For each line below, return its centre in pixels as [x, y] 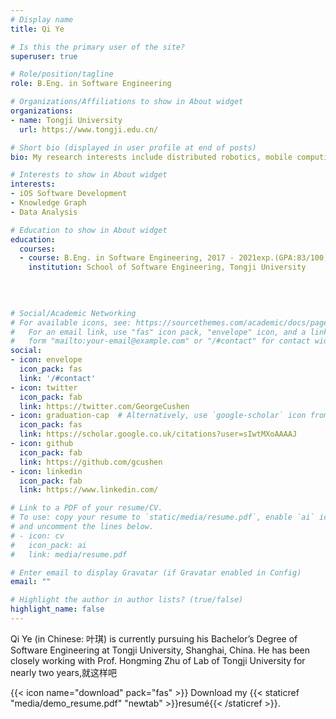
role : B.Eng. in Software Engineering [91, 84]
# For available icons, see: [71, 322]
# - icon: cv [37, 536]
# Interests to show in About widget [89, 175]
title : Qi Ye [37, 29]
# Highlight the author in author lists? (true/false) [127, 600]
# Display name [42, 19]
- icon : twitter [44, 387]
